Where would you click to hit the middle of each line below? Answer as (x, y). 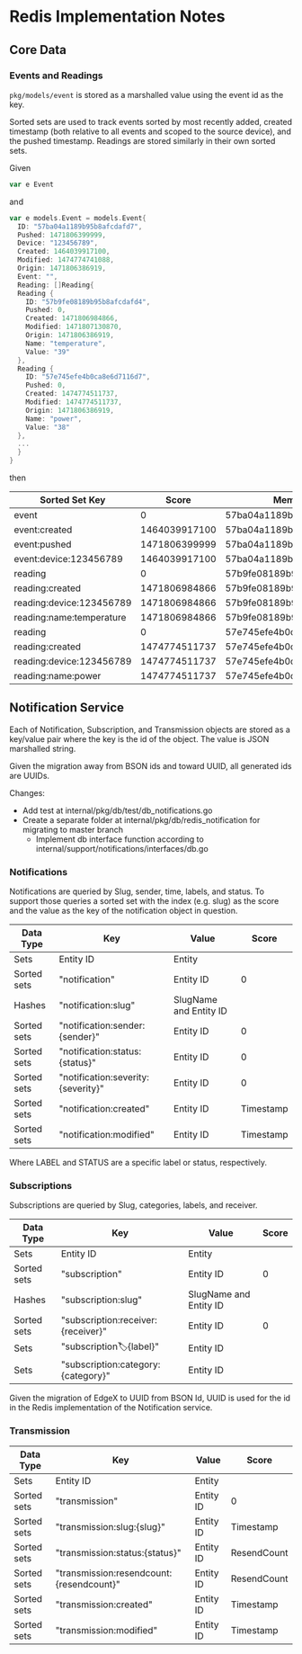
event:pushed (43, 544)
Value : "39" (48, 352)
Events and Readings (56, 76)
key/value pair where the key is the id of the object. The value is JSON (139, 738)
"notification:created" (104, 1109)
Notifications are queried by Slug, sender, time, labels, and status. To (137, 891)
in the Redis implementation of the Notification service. (111, 1408)
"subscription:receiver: (109, 1320)
